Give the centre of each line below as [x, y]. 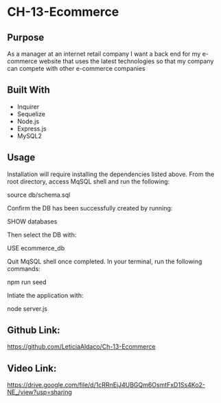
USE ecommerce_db [36, 248]
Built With [28, 90]
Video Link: [32, 368]
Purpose [26, 37]
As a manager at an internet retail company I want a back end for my [104, 54]
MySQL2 [30, 135]
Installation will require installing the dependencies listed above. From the [111, 174]
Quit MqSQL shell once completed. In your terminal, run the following [105, 261]
